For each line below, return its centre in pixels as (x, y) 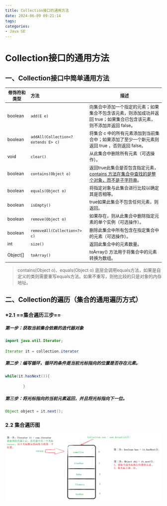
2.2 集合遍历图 (23, 425)
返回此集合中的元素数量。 (115, 244)
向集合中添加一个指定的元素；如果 (124, 106)
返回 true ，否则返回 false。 (118, 146)
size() (37, 244)
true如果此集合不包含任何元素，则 (124, 202)
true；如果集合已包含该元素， (125, 119)
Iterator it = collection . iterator (42, 351)
